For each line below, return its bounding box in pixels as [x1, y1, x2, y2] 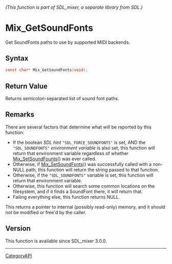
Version [5, 224, 31, 233]
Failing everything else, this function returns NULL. [12, 194, 120, 200]
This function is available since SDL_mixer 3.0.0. [5, 238, 107, 244]
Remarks [5, 110, 35, 119]
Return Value [5, 82, 48, 90]
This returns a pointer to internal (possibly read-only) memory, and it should [5, 203, 165, 210]
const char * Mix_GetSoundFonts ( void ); [5, 67, 88, 73]
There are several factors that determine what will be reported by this [5, 124, 152, 130]
